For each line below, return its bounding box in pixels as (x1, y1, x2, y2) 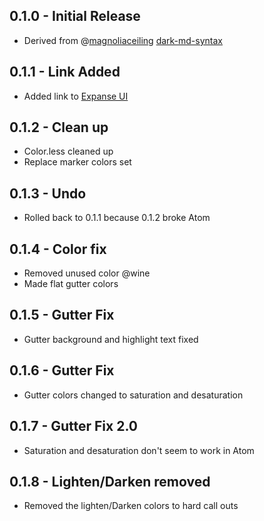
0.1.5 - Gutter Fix (9, 307, 115, 324)
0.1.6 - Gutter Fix (9, 362, 115, 379)
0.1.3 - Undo (9, 185, 87, 202)
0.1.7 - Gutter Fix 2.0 (9, 418, 138, 435)
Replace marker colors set (23, 156, 132, 168)
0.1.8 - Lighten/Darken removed (9, 473, 211, 490)
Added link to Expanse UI (23, 90, 129, 102)
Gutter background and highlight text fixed (23, 333, 199, 345)
